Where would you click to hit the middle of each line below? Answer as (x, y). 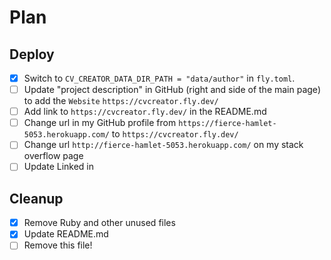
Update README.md (66, 234)
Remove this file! (58, 245)
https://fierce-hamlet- (227, 124)
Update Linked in (59, 167)
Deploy (32, 54)
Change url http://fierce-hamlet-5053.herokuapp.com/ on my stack (163, 145)
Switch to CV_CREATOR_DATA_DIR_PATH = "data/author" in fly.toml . (159, 78)
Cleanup (36, 198)
